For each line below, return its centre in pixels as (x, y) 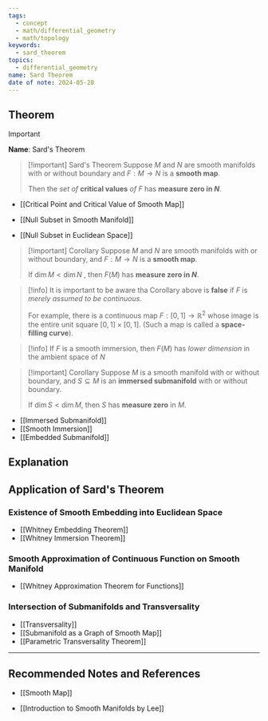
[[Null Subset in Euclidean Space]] (76, 236)
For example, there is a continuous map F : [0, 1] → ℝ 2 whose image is (143, 315)
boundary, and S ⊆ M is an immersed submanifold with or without (138, 381)
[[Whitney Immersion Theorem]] (73, 538)
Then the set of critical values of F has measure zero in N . (124, 189)
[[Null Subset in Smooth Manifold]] (77, 220)
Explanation (39, 463)
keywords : (25, 46)
